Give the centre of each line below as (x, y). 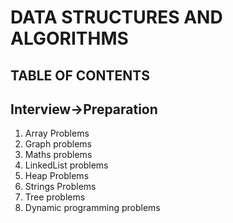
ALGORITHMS (69, 38)
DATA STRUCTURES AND (116, 17)
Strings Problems (60, 187)
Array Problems (57, 133)
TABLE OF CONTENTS (80, 75)
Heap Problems (57, 176)
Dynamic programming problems (92, 208)
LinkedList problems (66, 165)
